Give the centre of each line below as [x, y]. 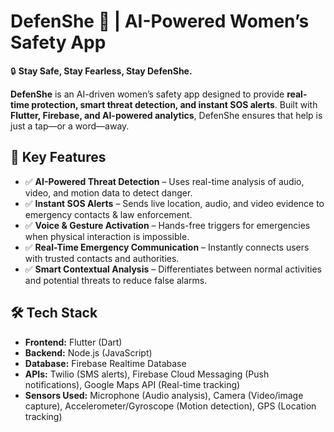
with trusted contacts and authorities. [102, 258]
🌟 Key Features [58, 157]
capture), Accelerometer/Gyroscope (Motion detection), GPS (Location [170, 406]
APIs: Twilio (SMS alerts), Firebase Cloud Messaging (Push [147, 374]
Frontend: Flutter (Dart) [73, 342]
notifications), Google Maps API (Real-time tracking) [132, 384]
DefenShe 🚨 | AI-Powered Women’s [160, 21]
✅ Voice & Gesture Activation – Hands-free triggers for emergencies [167, 225]
